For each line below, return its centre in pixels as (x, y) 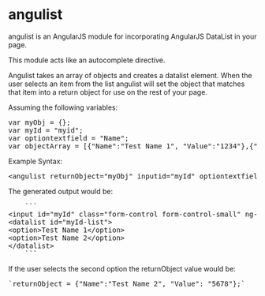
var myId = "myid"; (46, 130)
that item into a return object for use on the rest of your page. (108, 92)
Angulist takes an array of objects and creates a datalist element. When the (130, 75)
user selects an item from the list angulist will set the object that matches (127, 84)
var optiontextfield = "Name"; (69, 138)
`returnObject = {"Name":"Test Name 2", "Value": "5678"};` (127, 283)
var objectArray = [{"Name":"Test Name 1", (93, 146)
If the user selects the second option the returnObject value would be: (122, 268)
